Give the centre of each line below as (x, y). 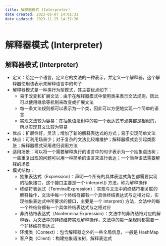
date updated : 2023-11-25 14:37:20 (42, 19)
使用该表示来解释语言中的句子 (52, 84)
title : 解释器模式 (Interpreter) (38, 10)
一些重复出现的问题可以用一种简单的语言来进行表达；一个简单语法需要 (84, 158)
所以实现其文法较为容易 (44, 127)
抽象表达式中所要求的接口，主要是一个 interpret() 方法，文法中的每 (92, 201)
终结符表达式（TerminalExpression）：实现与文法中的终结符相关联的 (89, 189)
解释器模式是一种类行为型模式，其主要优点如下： (62, 90)
